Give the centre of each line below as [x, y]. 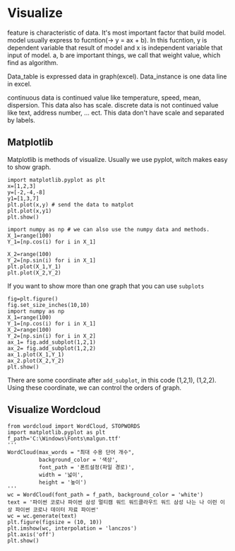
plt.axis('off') [31, 534]
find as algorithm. [33, 62]
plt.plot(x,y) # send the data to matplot [71, 204]
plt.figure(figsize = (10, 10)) [55, 522]
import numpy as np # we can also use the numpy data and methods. [109, 229]
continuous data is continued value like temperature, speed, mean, [104, 98]
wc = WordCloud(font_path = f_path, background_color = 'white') [105, 494]
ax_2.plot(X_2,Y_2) [36, 361]
